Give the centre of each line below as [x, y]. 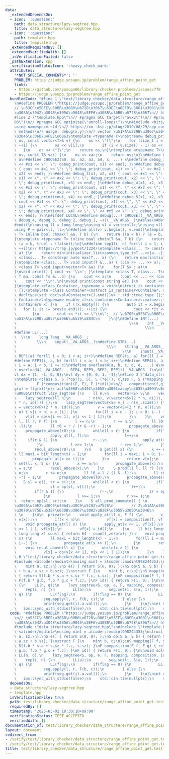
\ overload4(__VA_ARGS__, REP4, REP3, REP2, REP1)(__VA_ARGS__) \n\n [88, 370]
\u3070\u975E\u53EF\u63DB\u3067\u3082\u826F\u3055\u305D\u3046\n [84, 510]
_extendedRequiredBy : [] [36, 47]
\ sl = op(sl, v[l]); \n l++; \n [79, 487]
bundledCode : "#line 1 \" [37, 99]
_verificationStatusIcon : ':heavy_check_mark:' [61, 66]
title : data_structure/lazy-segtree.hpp [57, 29]
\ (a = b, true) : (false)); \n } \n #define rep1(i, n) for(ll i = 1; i [89, 244]
